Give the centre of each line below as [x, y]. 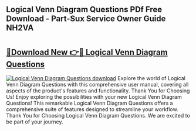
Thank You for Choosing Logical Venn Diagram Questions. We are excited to [98, 116]
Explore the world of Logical [151, 78]
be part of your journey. [35, 122]
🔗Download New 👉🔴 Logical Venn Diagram [87, 52]
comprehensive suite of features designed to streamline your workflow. [92, 109]
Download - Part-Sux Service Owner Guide [86, 19]
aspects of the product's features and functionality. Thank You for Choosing [98, 91]
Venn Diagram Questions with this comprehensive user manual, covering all [97, 85]
